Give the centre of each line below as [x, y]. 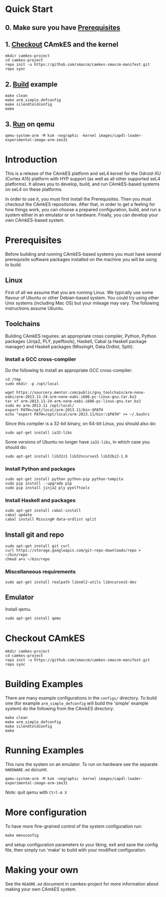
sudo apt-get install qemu [33, 618]
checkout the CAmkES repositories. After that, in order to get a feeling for [80, 204]
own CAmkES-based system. [35, 220]
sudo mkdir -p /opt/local [32, 384]
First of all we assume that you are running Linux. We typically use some [79, 292]
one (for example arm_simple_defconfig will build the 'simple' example [77, 703]
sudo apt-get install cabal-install [43, 511]
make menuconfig [22, 836]
